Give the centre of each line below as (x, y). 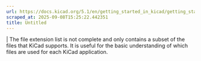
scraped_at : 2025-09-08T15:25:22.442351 (57, 17)
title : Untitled (26, 23)
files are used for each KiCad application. (57, 52)
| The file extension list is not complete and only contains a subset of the (96, 40)
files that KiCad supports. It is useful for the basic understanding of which (97, 46)
